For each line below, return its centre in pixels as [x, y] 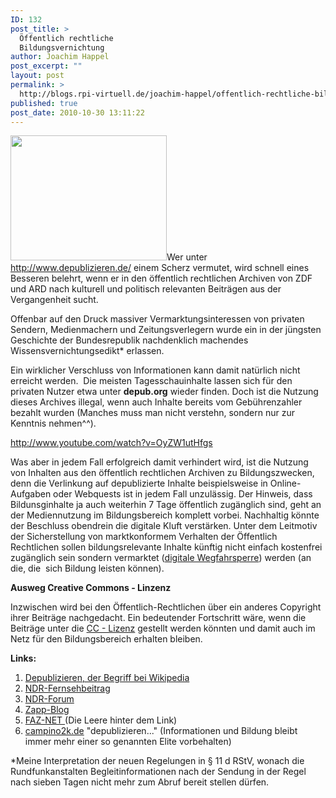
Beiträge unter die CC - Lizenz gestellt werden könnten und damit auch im [163, 628]
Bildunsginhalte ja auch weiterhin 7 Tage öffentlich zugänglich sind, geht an [166, 505]
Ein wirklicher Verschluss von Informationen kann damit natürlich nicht [155, 370]
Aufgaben [31, 494]
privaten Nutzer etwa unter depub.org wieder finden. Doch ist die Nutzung [164, 392]
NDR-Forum [49, 699]
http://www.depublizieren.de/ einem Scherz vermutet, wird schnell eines [160, 268]
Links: [23, 658]
